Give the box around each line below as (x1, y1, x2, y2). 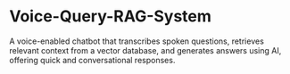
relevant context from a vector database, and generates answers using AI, (9, 45, 282, 55)
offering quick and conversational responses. (9, 54, 176, 65)
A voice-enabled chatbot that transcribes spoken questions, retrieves (9, 36, 265, 46)
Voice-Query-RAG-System (9, 6, 212, 27)
